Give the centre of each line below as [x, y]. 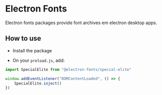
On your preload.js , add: [38, 60]
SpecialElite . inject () [38, 83]
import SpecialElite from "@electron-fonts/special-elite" [68, 69]
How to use [23, 38]
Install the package [32, 50]
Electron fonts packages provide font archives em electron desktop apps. [81, 23]
